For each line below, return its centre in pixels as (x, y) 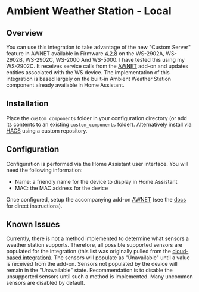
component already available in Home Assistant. (66, 85)
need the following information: (44, 170)
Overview (25, 33)
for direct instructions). (34, 206)
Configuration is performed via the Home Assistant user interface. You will (97, 164)
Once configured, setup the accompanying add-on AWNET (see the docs (96, 199)
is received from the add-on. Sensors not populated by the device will (92, 264)
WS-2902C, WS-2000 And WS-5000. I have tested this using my (105, 60)
